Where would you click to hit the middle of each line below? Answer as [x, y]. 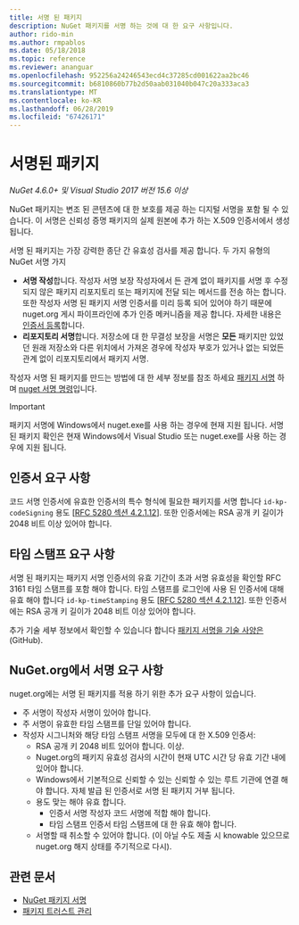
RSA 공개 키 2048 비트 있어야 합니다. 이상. [110, 746]
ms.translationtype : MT [54, 92]
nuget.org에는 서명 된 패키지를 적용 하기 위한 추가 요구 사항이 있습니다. [133, 693]
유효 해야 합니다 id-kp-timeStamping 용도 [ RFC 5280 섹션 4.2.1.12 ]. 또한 [136, 599]
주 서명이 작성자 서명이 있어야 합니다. [87, 712]
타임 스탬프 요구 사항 [62, 554]
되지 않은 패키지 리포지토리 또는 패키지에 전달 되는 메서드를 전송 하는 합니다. [154, 292]
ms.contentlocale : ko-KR [55, 100]
